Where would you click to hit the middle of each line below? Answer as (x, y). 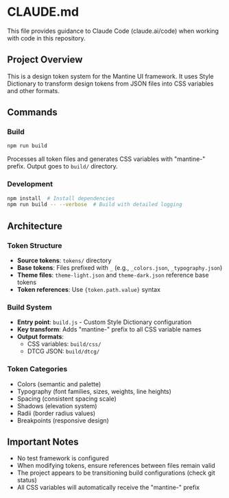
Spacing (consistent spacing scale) (67, 399)
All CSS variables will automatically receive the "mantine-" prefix (108, 488)
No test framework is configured (63, 458)
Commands (33, 113)
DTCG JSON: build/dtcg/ (63, 351)
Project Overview (45, 60)
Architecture (35, 226)
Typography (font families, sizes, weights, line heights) (94, 391)
